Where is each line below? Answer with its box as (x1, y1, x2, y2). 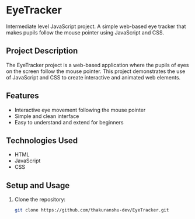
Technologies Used (6, 135, 78, 145)
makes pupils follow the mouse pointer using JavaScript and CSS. (6, 29, 165, 36)
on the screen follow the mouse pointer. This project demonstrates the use (6, 68, 186, 75)
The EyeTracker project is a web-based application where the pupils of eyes (6, 61, 189, 68)
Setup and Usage (6, 180, 70, 190)
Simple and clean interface (14, 112, 79, 120)
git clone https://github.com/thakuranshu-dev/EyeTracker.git (14, 207, 169, 213)
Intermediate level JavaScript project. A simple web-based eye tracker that (6, 23, 186, 30)
